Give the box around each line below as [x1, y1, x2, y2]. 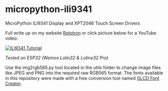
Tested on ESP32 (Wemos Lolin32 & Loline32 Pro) [5, 54, 109, 61]
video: [5, 35, 19, 41]
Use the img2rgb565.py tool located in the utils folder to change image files [5, 64, 161, 70]
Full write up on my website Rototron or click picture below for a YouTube [5, 30, 156, 36]
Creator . [5, 80, 22, 86]
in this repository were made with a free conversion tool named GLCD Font [5, 75, 159, 81]
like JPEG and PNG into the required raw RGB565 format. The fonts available [5, 69, 163, 76]
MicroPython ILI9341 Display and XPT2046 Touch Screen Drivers [5, 20, 140, 26]
